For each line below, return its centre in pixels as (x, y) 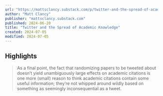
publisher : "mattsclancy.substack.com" (45, 18)
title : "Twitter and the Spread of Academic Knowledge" (63, 28)
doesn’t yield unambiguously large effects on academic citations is (83, 73)
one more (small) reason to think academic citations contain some (83, 78)
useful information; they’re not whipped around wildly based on (80, 83)
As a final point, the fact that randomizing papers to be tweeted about (86, 68)
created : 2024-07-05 (26, 32)
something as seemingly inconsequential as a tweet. (69, 88)
